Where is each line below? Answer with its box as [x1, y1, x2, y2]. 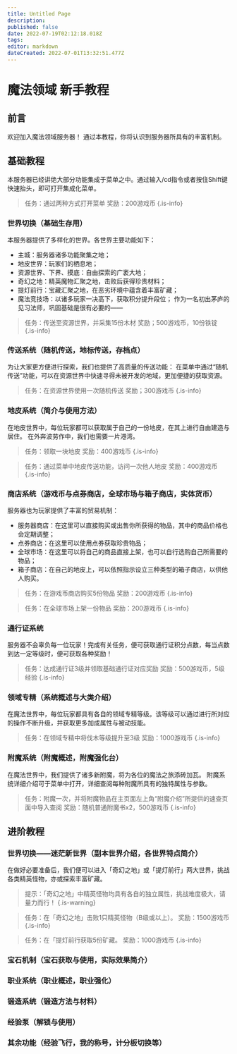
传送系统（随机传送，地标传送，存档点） [7, 345, 145, 355]
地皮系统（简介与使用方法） [7, 406, 102, 416]
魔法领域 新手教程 [7, 82, 109, 99]
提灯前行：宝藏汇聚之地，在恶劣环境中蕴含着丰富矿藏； [17, 286, 178, 294]
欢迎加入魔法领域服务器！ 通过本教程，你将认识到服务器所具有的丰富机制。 [7, 132, 226, 141]
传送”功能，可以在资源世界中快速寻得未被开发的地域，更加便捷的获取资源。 [7, 372, 227, 380]
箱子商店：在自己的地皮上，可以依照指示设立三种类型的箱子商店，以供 [17, 565, 222, 573]
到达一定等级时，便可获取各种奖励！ [7, 649, 113, 658]
